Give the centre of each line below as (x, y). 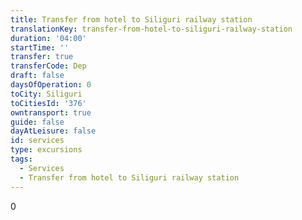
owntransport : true (51, 112)
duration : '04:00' (48, 38)
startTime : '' (40, 47)
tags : (21, 159)
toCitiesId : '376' (48, 103)
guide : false (37, 122)
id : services (37, 141)
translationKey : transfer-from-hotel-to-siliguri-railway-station (151, 29)
